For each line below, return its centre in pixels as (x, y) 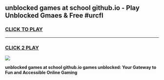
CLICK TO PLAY (24, 30)
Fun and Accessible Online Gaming (41, 72)
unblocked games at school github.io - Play (72, 8)
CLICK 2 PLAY (22, 48)
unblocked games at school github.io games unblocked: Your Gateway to (81, 67)
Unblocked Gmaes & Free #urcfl (54, 16)
